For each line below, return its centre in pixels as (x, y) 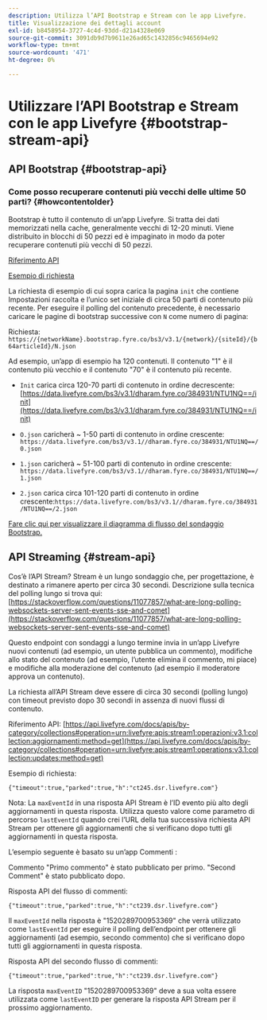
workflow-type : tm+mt (44, 45)
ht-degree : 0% (32, 60)
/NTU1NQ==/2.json (48, 509)
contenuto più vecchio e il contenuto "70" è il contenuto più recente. (120, 369)
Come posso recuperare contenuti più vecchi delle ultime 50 (127, 192)
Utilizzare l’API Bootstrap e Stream (124, 106)
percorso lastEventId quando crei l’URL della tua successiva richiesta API (129, 820)
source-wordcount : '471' (49, 53)
